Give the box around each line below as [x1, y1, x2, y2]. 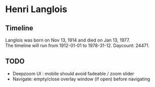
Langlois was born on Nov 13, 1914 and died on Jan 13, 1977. [5, 37, 130, 43]
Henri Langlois [5, 4, 68, 15]
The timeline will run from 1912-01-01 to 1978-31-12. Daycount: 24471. [5, 42, 150, 49]
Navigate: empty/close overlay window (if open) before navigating [12, 76, 150, 82]
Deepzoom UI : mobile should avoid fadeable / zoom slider [12, 70, 135, 76]
